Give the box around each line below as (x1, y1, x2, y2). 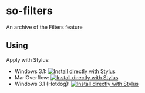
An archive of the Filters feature (6, 24, 83, 31)
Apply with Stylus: (6, 56, 50, 63)
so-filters (6, 4, 53, 18)
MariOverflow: (14, 74, 50, 81)
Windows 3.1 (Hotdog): (14, 80, 70, 87)
